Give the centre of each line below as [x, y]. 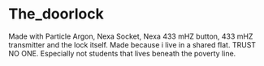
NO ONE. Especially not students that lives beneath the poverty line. [122, 53]
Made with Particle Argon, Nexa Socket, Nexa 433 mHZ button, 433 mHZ [131, 36]
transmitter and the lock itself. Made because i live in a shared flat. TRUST [132, 44]
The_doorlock [56, 14]
